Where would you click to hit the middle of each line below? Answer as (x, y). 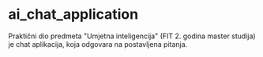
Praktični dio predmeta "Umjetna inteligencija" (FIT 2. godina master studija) (132, 36)
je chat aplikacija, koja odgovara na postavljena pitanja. (98, 44)
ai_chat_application (73, 14)
